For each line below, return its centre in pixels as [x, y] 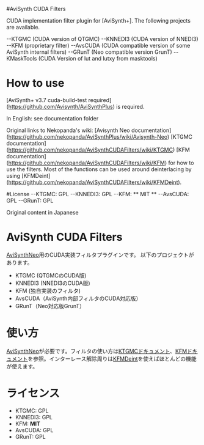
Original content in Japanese [43, 212]
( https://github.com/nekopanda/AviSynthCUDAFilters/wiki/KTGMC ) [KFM [98, 150]
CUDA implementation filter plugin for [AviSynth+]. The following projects [99, 20]
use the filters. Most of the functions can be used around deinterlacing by [99, 169]
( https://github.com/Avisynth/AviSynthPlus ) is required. [75, 106]
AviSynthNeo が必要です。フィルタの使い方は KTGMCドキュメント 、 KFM [97, 351]
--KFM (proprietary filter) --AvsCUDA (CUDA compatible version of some [98, 46]
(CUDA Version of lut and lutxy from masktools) [98, 58]
